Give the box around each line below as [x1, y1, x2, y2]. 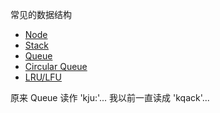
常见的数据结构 [10, 9, 72, 20]
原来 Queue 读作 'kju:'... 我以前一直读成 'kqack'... [10, 92, 210, 103]
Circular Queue [24, 61, 88, 72]
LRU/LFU [24, 71, 62, 83]
